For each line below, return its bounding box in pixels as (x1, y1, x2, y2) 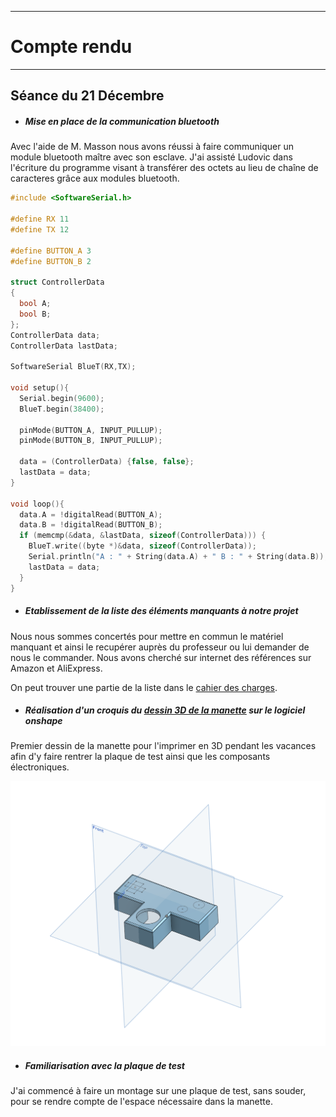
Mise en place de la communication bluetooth (24, 115, 220, 127)
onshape (24, 715, 63, 727)
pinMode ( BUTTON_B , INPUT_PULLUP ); (19, 436, 163, 446)
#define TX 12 (10, 224, 70, 235)
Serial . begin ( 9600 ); (19, 393, 105, 403)
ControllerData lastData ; (10, 341, 118, 351)
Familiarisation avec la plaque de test (24, 1059, 185, 1071)
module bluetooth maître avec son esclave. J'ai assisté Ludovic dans (10, 151, 293, 163)
